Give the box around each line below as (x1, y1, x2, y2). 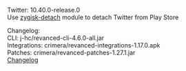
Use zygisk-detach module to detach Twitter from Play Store (7, 13, 179, 21)
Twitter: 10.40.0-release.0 (7, 6, 81, 14)
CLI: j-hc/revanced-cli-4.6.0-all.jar (7, 34, 105, 42)
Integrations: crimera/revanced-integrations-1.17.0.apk (7, 41, 161, 49)
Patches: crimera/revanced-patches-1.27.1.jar (7, 48, 136, 57)
